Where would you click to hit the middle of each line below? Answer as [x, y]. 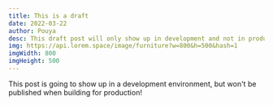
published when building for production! [75, 92]
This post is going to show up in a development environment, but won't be [132, 84]
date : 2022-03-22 [38, 23]
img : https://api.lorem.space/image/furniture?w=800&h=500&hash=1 [123, 46]
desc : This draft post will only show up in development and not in [127, 38]
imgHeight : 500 [34, 61]
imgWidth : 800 [32, 53]
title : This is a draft [49, 16]
